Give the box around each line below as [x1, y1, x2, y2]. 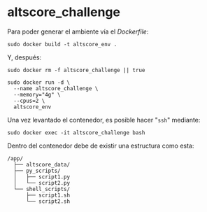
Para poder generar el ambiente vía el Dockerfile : [7, 27, 149, 36]
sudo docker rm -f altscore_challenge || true [7, 66, 145, 73]
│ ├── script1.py [13, 173, 71, 181]
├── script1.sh [25, 192, 71, 199]
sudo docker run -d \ [7, 78, 71, 86]
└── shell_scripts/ [13, 185, 71, 192]
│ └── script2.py [13, 179, 71, 186]
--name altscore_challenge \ [13, 85, 99, 92]
